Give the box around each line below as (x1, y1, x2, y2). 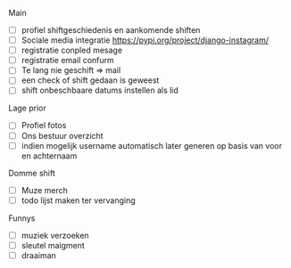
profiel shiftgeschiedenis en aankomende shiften (21, 25, 201, 35)
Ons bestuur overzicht (21, 130, 104, 141)
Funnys (8, 213, 36, 223)
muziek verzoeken (21, 230, 90, 240)
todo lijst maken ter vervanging (21, 195, 136, 206)
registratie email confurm (21, 55, 115, 66)
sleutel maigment (21, 240, 86, 250)
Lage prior (8, 102, 46, 114)
